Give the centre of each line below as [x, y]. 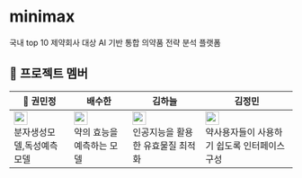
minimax [42, 17]
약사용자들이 [231, 132]
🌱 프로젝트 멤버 [49, 74]
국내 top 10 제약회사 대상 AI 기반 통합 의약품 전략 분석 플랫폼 [115, 42]
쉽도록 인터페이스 [251, 146]
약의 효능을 [96, 132]
